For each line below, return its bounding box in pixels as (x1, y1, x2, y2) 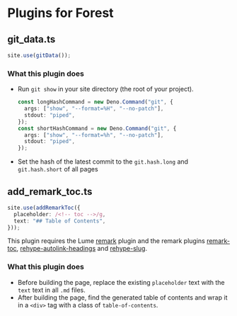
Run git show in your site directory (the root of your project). (17, 85, 194, 94)
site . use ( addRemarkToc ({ (7, 204, 81, 211)
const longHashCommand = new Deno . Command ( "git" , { (17, 98, 173, 106)
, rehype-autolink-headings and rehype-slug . (16, 244, 147, 253)
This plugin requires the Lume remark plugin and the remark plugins (7, 237, 205, 245)
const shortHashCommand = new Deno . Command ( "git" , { (17, 125, 177, 132)
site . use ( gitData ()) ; (7, 52, 71, 59)
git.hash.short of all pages (17, 165, 98, 174)
